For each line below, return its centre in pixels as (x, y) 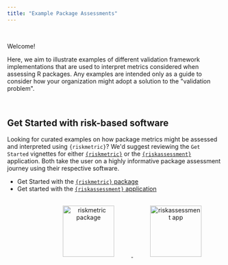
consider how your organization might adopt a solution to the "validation (109, 81)
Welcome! (21, 46)
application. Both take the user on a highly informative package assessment (114, 161)
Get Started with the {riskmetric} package (78, 182)
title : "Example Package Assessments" (62, 13)
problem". (21, 88)
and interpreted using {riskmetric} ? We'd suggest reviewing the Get (104, 147)
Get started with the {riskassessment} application (87, 189)
